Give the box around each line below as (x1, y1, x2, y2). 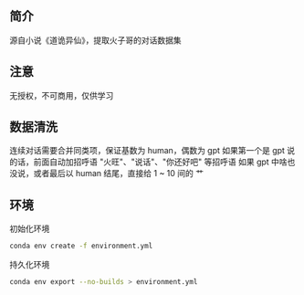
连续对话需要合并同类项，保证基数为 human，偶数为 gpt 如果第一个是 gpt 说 (9, 145, 296, 156)
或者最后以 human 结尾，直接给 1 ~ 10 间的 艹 (33, 168, 204, 179)
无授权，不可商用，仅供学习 (9, 90, 114, 100)
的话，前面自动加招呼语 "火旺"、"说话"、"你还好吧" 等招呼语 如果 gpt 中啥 (9, 156, 288, 167)
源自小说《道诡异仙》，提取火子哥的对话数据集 (9, 35, 182, 46)
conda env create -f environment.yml (9, 241, 153, 251)
